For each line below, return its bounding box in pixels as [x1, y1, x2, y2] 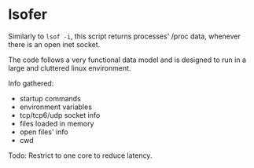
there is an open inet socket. [8, 39, 101, 49]
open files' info [19, 127, 68, 137]
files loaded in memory [19, 119, 94, 128]
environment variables [19, 102, 93, 111]
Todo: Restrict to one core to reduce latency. [8, 151, 153, 160]
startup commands [19, 93, 81, 103]
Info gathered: [8, 79, 54, 88]
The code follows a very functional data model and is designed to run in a [8, 55, 246, 64]
